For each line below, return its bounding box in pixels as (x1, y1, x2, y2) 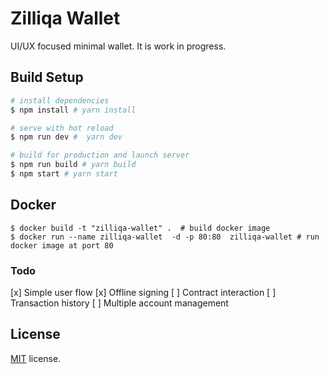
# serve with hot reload (10, 123, 114, 133)
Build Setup (10, 69, 84, 86)
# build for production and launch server (10, 150, 190, 161)
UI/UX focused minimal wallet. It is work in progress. (10, 40, 227, 52)
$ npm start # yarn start (10, 169, 118, 179)
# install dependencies (10, 95, 110, 106)
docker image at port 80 (10, 240, 114, 251)
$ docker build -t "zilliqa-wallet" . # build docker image (10, 223, 271, 233)
